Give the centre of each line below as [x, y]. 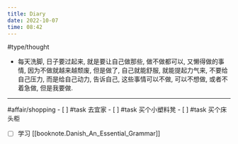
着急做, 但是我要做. [45, 88]
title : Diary [27, 14]
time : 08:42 [25, 27]
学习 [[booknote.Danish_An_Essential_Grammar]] [89, 133]
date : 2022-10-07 [33, 20]
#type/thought [28, 47]
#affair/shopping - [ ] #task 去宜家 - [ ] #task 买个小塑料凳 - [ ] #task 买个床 [117, 109]
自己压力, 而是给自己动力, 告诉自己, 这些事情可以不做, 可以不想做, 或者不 [123, 79]
